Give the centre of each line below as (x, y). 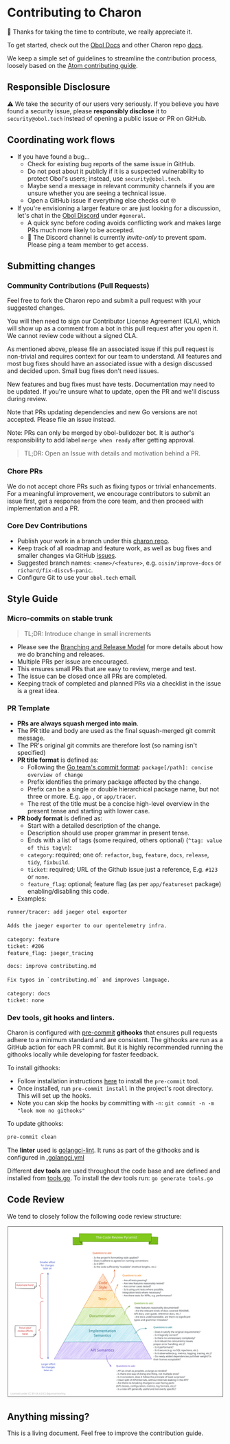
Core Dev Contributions (47, 526)
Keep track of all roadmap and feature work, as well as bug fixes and (114, 548)
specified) (31, 752)
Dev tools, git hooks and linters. (61, 1017)
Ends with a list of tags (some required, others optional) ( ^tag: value (125, 840)
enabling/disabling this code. (68, 891)
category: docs (29, 993)
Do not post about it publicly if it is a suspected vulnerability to (116, 171)
